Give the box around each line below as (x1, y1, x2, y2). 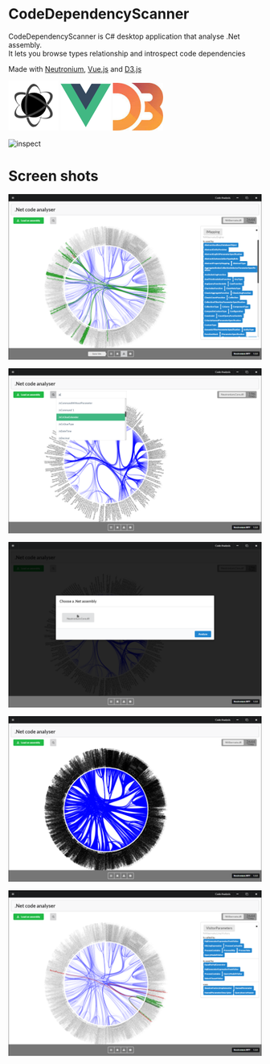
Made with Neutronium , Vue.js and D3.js (8, 64, 142, 73)
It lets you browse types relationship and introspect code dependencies (8, 48, 246, 58)
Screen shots (8, 167, 99, 185)
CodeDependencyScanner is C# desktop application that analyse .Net (8, 31, 240, 41)
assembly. (8, 39, 43, 49)
